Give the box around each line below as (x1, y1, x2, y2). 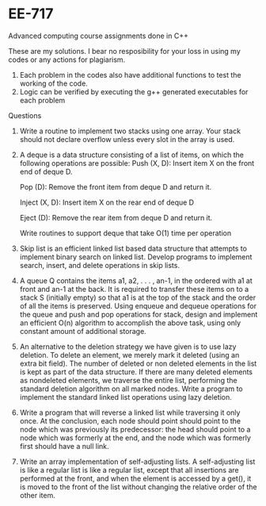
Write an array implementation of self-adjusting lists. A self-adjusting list (19, 457, 256, 466)
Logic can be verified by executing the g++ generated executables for (19, 86, 249, 96)
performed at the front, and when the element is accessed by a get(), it (19, 473, 252, 483)
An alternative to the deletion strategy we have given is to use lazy (19, 342, 237, 351)
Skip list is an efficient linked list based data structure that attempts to (19, 243, 248, 253)
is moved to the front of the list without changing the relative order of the (19, 481, 257, 492)
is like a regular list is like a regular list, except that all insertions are (19, 465, 239, 474)
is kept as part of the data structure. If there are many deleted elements (19, 366, 253, 377)
